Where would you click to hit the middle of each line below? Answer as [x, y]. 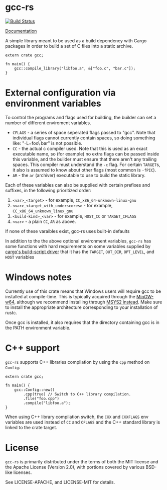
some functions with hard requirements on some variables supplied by [78, 246]
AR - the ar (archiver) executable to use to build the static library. [79, 175]
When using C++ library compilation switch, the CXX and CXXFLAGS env [77, 417]
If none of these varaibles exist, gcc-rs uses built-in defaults [67, 231]
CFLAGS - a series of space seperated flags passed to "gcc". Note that [84, 132]
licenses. [23, 472]
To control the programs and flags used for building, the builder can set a [81, 117]
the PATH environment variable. [38, 328]
